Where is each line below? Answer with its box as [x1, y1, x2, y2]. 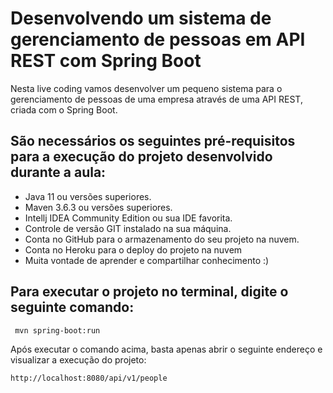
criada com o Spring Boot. [10, 103, 118, 116]
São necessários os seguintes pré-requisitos [10, 133, 296, 150]
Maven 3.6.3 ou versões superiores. [24, 201, 173, 213]
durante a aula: [10, 164, 107, 181]
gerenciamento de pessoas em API [10, 28, 306, 51]
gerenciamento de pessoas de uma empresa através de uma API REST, [10, 93, 303, 105]
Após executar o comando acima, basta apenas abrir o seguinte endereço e [10, 343, 323, 356]
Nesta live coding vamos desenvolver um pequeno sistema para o [10, 82, 283, 94]
